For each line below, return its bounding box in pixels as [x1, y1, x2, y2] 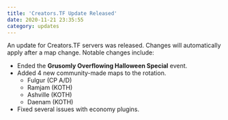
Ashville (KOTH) [27, 91, 72, 99]
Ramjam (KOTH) [27, 83, 73, 92]
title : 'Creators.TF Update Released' [7, 10, 117, 17]
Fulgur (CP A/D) [27, 76, 72, 85]
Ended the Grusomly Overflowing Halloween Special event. [16, 62, 188, 70]
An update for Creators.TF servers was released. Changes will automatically [7, 42, 221, 50]
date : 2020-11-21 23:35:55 [7, 16, 84, 23]
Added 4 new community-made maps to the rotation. [16, 69, 167, 77]
